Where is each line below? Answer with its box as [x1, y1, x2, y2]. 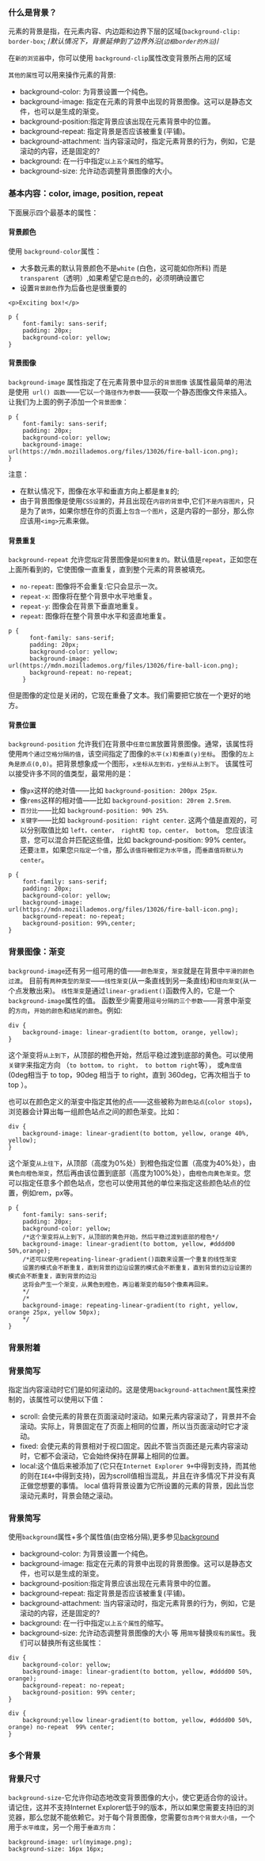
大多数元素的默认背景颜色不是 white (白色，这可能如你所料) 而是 [19, 263, 227, 273]
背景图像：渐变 [8, 946, 66, 957]
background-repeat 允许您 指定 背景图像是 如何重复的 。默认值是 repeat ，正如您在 [8, 555, 258, 565]
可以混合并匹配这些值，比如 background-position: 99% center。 [40, 835, 251, 845]
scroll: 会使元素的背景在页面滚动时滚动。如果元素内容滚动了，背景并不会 [19, 1411, 257, 1421]
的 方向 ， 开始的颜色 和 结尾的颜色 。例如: [8, 1005, 123, 1015]
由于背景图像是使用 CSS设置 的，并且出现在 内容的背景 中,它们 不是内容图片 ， [19, 496, 248, 505]
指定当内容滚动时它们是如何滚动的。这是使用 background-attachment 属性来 [8, 1384, 249, 1394]
